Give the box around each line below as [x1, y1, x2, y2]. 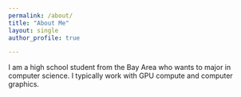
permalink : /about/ [8, 11, 73, 20]
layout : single [8, 26, 59, 34]
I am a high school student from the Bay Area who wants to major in [8, 63, 231, 72]
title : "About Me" [8, 19, 69, 27]
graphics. [8, 80, 40, 89]
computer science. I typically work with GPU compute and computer [8, 71, 233, 80]
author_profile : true [8, 33, 81, 42]
